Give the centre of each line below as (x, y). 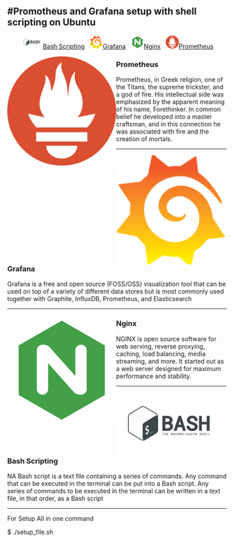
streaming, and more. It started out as (170, 361)
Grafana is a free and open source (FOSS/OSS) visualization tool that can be (117, 284)
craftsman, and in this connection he (168, 124)
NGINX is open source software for (166, 339)
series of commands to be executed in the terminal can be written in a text (114, 491)
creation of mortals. (144, 139)
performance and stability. (154, 376)
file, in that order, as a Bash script (55, 498)
